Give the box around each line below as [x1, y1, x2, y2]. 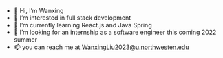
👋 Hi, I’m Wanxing [13, 7, 64, 14]
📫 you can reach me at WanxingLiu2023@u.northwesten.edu [13, 43, 189, 51]
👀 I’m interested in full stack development [13, 14, 131, 22]
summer [13, 35, 38, 44]
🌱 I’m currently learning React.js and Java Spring [13, 21, 153, 29]
